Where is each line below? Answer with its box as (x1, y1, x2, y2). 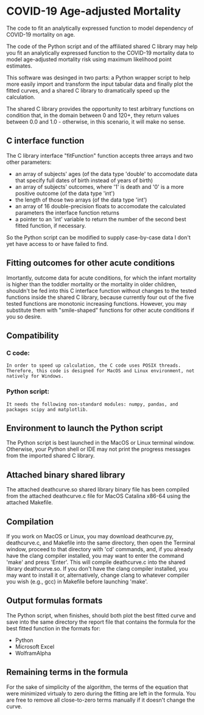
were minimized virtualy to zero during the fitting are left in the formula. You (6, 689, 196, 697)
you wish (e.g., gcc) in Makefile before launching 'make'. (6, 577, 148, 585)
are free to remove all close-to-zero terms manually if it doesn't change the (6, 696, 195, 703)
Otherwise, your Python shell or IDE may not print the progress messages (6, 446, 191, 453)
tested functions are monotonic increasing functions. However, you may (6, 300, 187, 307)
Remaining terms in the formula (6, 667, 128, 677)
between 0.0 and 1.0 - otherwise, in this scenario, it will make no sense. (6, 118, 186, 125)
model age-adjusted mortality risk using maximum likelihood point (6, 55, 172, 63)
